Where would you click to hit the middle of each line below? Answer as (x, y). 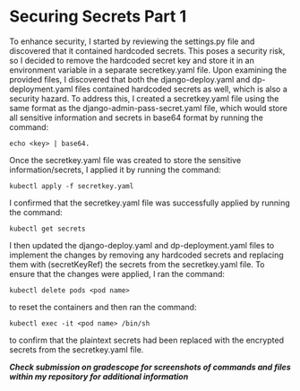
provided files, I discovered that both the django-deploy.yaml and (130, 79)
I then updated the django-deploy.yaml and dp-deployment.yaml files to (142, 245)
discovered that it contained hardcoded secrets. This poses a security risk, (147, 50)
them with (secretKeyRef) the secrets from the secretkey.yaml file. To (137, 264)
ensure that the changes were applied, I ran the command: (117, 274)
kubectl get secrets (48, 229)
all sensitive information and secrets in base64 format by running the (137, 117)
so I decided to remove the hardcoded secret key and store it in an (132, 60)
